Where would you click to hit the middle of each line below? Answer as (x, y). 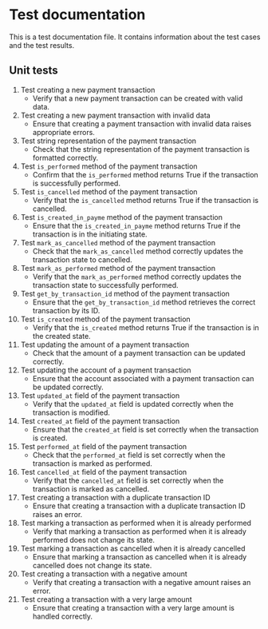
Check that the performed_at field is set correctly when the (129, 455)
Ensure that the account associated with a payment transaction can (143, 378)
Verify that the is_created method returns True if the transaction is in (146, 327)
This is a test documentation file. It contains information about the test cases (135, 37)
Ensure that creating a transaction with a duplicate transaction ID (139, 506)
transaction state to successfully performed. (105, 285)
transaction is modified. (71, 412)
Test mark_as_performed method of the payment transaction (118, 268)
